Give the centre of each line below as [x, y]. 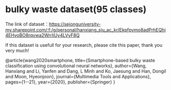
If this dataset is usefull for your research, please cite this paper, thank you [84, 45]
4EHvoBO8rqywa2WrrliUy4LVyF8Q [43, 35]
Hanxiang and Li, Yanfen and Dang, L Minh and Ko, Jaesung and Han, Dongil [86, 71]
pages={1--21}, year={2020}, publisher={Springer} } [60, 82]
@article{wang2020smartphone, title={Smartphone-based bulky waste [80, 60]
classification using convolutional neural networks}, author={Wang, [76, 66]
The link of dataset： [27, 24]
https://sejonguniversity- [75, 24]
